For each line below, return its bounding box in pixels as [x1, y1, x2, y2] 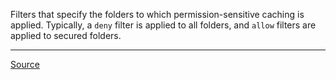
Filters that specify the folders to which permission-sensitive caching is [10, 9, 305, 20]
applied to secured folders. [10, 30, 122, 41]
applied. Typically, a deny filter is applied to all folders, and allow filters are [10, 19, 317, 31]
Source [10, 59, 40, 70]
